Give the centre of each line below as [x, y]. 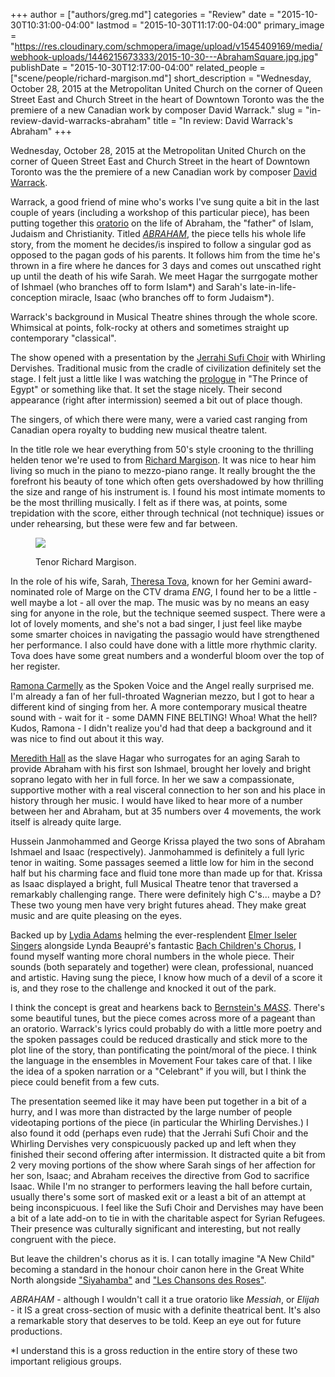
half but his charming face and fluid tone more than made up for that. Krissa [166, 873]
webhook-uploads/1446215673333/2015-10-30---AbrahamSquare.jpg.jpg [162, 57]
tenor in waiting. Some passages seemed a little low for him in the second [162, 862]
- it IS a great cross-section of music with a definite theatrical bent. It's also [165, 1310]
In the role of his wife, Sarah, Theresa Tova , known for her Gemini [145, 581]
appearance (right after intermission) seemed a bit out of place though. [156, 400]
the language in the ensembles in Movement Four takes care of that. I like [161, 1060]
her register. [35, 666]
